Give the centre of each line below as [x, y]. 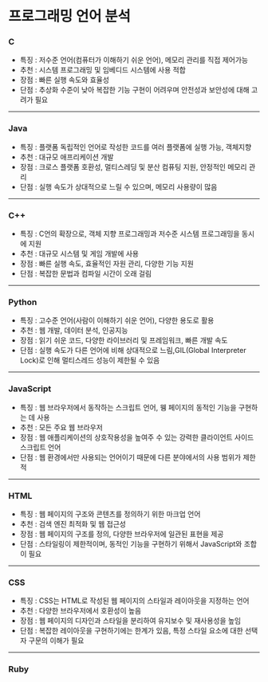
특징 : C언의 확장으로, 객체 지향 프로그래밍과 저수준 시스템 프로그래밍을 [130, 234]
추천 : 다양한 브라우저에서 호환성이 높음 [81, 611]
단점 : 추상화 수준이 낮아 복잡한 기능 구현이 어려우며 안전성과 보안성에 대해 [134, 90]
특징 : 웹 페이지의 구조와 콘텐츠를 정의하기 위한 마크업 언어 [110, 514]
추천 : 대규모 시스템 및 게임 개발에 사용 [79, 254]
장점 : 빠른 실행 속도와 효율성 [65, 80]
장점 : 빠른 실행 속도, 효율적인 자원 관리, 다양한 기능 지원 [106, 264]
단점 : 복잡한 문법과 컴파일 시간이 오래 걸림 [86, 274]
